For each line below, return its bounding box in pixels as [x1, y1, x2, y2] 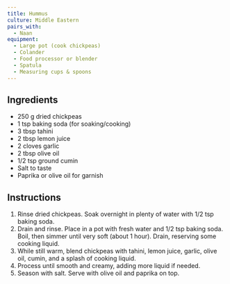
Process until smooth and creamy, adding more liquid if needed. [17, 262, 201, 270]
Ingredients [7, 94, 58, 106]
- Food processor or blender [13, 56, 98, 62]
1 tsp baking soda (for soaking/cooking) [17, 119, 131, 128]
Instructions [7, 192, 61, 203]
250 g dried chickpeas [17, 112, 82, 121]
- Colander [13, 49, 45, 56]
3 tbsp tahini [17, 127, 54, 135]
